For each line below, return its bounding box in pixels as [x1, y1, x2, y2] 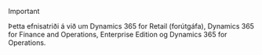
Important [8, 7, 40, 15]
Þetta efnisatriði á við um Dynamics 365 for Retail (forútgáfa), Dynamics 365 [8, 22, 255, 30]
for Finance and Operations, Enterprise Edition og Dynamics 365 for [8, 30, 227, 39]
